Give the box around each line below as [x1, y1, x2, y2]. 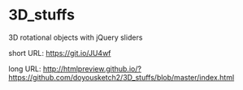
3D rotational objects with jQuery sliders [8, 32, 143, 42]
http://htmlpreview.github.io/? [42, 63, 142, 74]
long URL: [8, 63, 41, 74]
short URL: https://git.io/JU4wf [8, 48, 111, 58]
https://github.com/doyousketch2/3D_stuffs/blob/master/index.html [8, 72, 235, 82]
